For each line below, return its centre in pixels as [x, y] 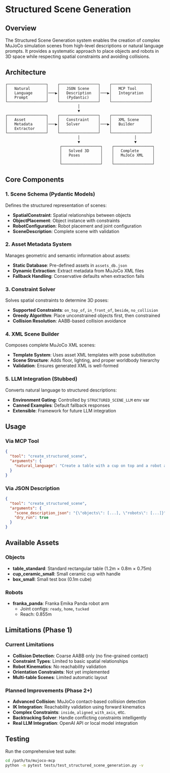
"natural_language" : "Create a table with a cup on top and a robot [88, 466]
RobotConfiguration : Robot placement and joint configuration [77, 226]
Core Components [35, 180]
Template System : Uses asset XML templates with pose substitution [84, 355]
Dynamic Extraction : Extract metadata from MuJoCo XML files [78, 271]
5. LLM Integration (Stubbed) [41, 379]
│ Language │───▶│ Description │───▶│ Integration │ [79, 93]
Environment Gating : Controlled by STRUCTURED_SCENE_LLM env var [81, 400]
